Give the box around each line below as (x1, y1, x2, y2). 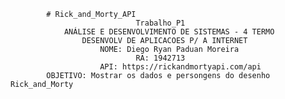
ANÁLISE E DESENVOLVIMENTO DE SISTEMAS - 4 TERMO (63, 27, 275, 37)
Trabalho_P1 (135, 18, 186, 28)
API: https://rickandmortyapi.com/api (99, 62, 262, 72)
